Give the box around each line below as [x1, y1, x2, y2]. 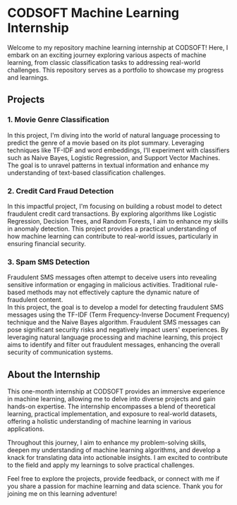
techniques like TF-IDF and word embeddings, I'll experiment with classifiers [7, 146, 231, 154]
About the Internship [7, 368, 101, 380]
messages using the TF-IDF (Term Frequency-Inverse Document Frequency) [7, 310, 230, 319]
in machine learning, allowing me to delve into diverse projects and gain [7, 395, 216, 403]
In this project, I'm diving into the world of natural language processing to [7, 130, 221, 139]
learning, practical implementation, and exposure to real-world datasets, [7, 410, 217, 418]
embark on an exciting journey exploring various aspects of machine [7, 51, 207, 59]
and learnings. [7, 73, 49, 82]
